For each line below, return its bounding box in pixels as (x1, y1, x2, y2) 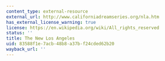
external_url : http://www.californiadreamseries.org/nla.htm (6, 14, 160, 20)
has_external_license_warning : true (6, 19, 96, 25)
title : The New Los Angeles (6, 35, 75, 41)
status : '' (6, 30, 33, 36)
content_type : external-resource (6, 8, 88, 15)
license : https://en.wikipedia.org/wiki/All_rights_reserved (6, 24, 160, 31)
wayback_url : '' (6, 46, 46, 52)
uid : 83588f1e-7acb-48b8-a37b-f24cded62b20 (6, 41, 115, 47)
